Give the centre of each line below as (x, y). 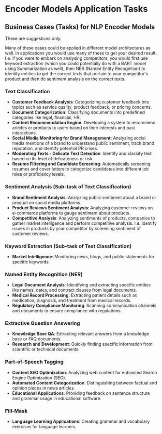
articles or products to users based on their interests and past (74, 128)
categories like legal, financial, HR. (46, 117)
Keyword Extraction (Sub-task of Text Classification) (68, 246)
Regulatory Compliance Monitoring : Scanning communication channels (84, 306)
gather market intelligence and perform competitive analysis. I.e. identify (84, 223)
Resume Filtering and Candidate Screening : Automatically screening (81, 164)
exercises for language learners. (44, 427)
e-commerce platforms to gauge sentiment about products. (71, 213)
